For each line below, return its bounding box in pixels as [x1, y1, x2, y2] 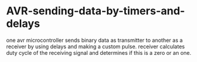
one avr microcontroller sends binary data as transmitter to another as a [6, 36, 183, 44]
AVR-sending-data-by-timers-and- [6, 4, 185, 18]
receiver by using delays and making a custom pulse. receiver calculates [6, 43, 185, 50]
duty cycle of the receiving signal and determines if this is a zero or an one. [6, 49, 192, 56]
